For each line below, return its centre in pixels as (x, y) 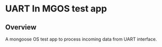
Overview (21, 27)
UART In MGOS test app (56, 9)
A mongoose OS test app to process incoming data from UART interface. (81, 39)
